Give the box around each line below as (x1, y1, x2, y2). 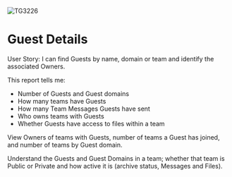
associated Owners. (7, 62, 66, 71)
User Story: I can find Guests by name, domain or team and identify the (7, 54, 214, 63)
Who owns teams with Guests (17, 111, 104, 120)
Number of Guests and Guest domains (17, 89, 129, 98)
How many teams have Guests (17, 97, 106, 105)
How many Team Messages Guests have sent (17, 104, 150, 113)
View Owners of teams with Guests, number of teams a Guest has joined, (7, 133, 220, 141)
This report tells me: (7, 75, 66, 84)
